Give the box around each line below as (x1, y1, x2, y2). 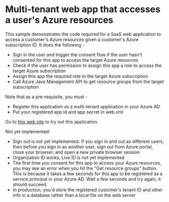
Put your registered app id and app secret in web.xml (12, 109, 123, 115)
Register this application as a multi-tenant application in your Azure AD (12, 103, 160, 109)
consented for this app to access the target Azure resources (12, 57, 139, 63)
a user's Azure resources (5, 14, 114, 26)
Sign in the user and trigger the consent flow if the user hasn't (12, 52, 143, 58)
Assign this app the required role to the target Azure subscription (12, 73, 148, 79)
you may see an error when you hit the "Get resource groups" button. (12, 165, 158, 171)
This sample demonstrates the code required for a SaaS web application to (5, 31, 161, 37)
